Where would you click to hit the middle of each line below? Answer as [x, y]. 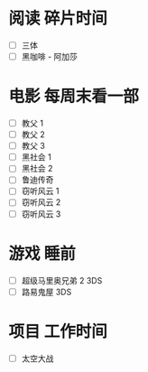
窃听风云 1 [40, 191]
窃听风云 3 [41, 214]
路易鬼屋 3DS [46, 292]
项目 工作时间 [58, 331]
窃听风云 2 [41, 202]
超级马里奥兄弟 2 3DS [62, 280]
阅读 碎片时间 [58, 19]
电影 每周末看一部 [74, 97]
